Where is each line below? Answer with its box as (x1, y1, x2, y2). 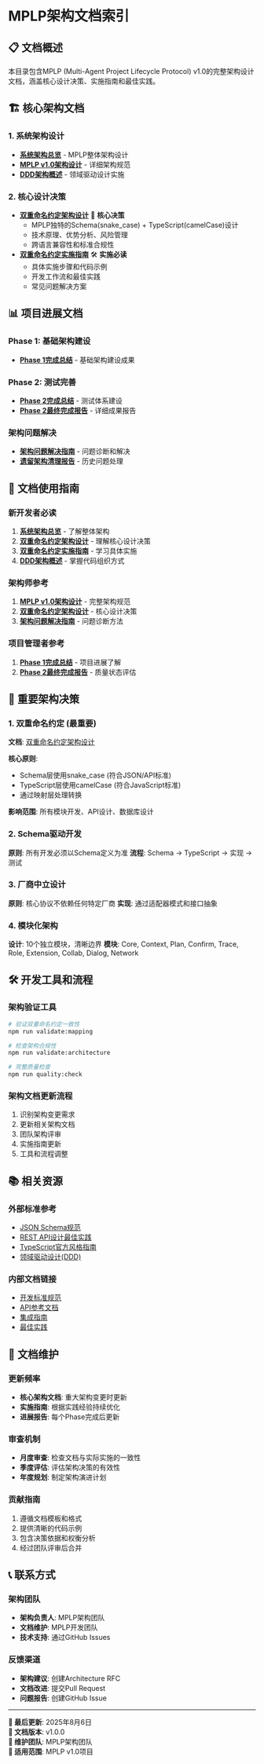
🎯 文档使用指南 (8, 481, 80, 495)
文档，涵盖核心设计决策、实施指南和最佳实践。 (8, 76, 159, 86)
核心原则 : (8, 754, 38, 763)
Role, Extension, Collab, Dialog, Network (8, 948, 139, 958)
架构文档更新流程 (8, 1090, 73, 1101)
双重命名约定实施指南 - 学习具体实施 (19, 546, 137, 555)
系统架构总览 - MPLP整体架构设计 (19, 150, 129, 159)
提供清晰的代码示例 (19, 1523, 82, 1532)
